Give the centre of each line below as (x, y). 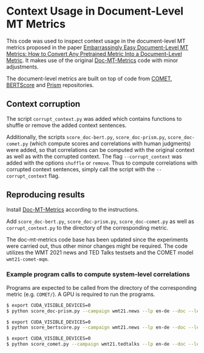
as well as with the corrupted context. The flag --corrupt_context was (94, 156)
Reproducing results (46, 195)
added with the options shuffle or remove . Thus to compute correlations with (102, 163)
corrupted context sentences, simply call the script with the (81, 169)
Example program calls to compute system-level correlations (98, 275)
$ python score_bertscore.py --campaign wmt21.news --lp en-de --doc (96, 327)
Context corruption (43, 104)
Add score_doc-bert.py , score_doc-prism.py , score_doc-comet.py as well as (100, 221)
